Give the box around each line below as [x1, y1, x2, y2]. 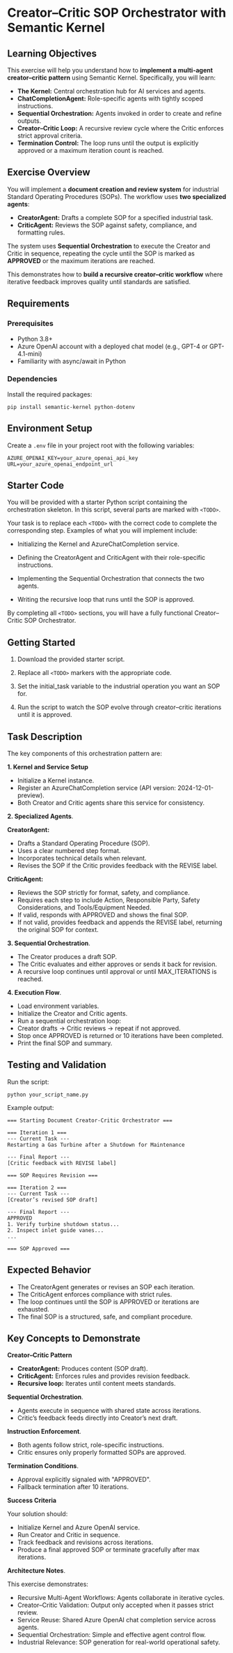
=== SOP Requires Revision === [7, 1171, 98, 1179]
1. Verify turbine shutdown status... [7, 1220, 120, 1228]
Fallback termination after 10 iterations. [17, 1483, 129, 1491]
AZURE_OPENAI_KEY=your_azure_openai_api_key [7, 454, 138, 461]
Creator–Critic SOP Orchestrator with [7, 5, 227, 21]
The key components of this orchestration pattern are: [7, 749, 162, 758]
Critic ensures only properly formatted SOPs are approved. [17, 1448, 186, 1457]
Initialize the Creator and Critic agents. [17, 1009, 128, 1018]
